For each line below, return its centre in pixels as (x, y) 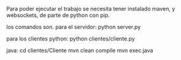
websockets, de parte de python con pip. (58, 15)
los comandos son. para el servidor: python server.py (74, 27)
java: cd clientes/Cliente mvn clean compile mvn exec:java (80, 50)
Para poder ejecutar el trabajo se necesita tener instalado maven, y (91, 9)
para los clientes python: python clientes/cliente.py (71, 38)
